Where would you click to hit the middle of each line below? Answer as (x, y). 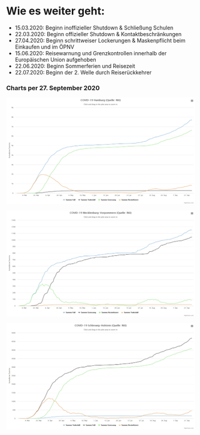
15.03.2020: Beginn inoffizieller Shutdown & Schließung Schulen (94, 28)
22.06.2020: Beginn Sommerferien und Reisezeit (75, 66)
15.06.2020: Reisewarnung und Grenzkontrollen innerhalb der (91, 53)
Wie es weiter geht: (55, 11)
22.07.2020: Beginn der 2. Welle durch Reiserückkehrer (83, 72)
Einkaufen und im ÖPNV (45, 47)
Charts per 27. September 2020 (53, 88)
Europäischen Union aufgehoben (55, 59)
